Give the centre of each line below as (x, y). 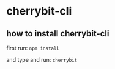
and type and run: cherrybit (42, 60)
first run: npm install (33, 48)
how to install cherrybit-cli (58, 34)
